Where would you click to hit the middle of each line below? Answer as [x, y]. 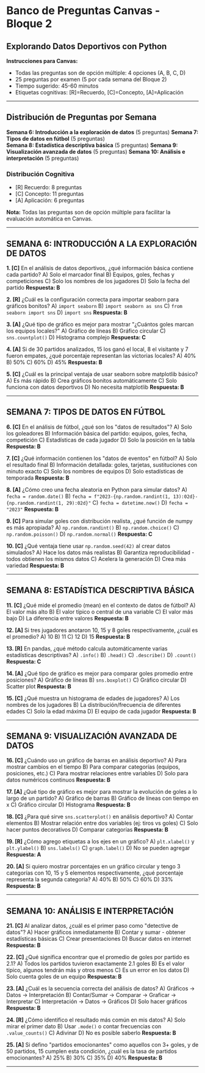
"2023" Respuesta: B [33, 509]
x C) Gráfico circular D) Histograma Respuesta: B [68, 805]
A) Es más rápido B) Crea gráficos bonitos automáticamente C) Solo [92, 380]
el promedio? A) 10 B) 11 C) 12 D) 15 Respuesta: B [68, 636]
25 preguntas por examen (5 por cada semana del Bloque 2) [91, 79]
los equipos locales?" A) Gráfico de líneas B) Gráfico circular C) [86, 331]
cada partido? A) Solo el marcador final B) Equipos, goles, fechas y [91, 274]
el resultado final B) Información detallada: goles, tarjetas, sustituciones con [102, 465]
